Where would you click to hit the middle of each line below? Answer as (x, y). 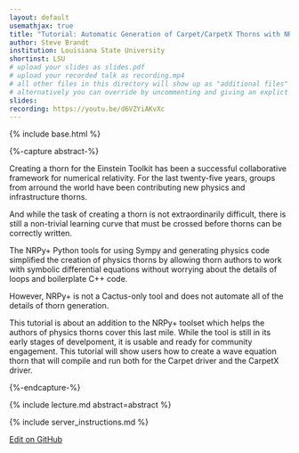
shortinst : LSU (37, 59)
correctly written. (41, 234)
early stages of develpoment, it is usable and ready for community (131, 342)
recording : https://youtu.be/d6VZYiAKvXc (87, 109)
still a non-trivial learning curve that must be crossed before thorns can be (145, 224)
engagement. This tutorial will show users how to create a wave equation (143, 351)
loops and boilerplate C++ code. (69, 279)
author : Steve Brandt (49, 42)
